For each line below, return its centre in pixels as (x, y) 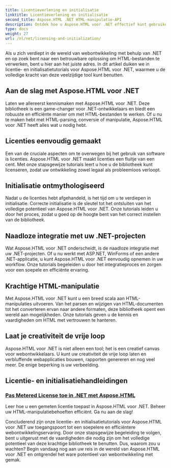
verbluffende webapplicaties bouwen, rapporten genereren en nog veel (80, 359)
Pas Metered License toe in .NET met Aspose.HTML (70, 395)
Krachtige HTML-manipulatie (52, 286)
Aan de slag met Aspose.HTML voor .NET (72, 91)
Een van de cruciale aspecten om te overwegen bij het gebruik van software (85, 153)
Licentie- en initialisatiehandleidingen (67, 381)
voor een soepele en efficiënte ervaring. (47, 270)
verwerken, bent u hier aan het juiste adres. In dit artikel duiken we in (78, 64)
